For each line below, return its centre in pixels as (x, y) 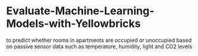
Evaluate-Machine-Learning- (80, 11)
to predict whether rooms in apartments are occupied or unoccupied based (99, 40)
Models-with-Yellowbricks (74, 24)
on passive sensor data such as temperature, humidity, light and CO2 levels (99, 46)
